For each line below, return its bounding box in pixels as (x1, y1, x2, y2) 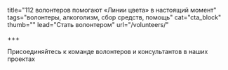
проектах (7, 55, 35, 63)
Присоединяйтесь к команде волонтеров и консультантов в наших (7, 48, 208, 55)
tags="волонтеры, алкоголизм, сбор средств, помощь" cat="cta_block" (7, 13, 222, 21)
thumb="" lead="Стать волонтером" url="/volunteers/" (7, 21, 169, 28)
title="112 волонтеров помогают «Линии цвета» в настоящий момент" (7, 6, 217, 14)
